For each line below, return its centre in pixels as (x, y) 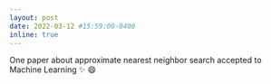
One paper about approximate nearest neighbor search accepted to (135, 61)
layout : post (34, 18)
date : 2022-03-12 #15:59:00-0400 (73, 26)
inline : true (34, 34)
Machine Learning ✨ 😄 (53, 70)
